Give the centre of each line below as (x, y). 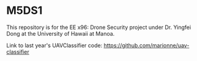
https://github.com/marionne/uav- (147, 45)
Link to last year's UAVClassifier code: (54, 45)
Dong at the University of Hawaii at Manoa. (61, 33)
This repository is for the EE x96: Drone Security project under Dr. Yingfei (99, 27)
